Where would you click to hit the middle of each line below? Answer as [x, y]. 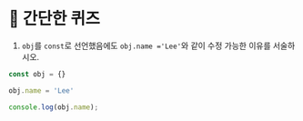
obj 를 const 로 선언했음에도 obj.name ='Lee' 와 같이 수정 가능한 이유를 [146, 45]
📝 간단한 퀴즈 [55, 19]
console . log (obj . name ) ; [54, 107]
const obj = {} [37, 74]
